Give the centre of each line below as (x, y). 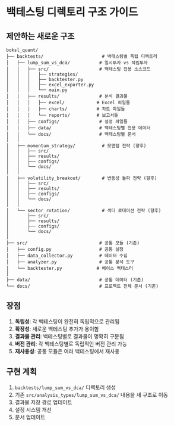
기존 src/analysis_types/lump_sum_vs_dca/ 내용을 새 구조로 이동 (91, 394)
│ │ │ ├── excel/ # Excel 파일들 (68, 102)
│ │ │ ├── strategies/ (42, 74)
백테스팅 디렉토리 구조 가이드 (72, 12)
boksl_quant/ (22, 50)
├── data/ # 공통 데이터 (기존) (75, 280)
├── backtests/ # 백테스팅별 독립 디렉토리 (82, 57)
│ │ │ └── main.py (37, 90)
